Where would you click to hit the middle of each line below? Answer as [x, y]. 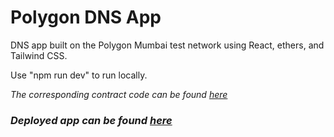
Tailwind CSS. [39, 55]
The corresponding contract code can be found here [119, 94]
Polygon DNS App [86, 17]
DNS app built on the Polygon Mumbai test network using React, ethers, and [167, 45]
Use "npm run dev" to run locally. [79, 75]
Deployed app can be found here [91, 120]
